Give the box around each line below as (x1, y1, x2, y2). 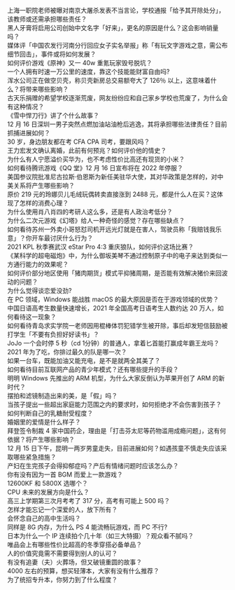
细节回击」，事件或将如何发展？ (7, 50, 97, 58)
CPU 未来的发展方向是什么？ (7, 488, 90, 496)
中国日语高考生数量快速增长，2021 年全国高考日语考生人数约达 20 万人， (7, 304, 218, 312)
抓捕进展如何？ (7, 129, 50, 137)
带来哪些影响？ (25, 85, 69, 93)
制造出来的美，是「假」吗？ (37, 392, 117, 399)
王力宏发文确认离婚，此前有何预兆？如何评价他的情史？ (7, 146, 166, 154)
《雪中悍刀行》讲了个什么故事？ (7, 111, 99, 119)
